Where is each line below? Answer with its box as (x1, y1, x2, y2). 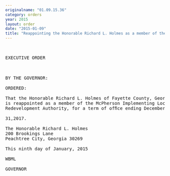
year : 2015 (5, 17, 28, 22)
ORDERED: (5, 85, 27, 91)
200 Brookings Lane (5, 131, 54, 137)
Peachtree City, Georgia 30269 (5, 136, 83, 142)
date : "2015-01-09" (5, 26, 47, 31)
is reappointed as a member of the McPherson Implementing (5, 101, 155, 106)
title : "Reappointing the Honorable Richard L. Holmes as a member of (5, 31, 157, 36)
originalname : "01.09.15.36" (5, 7, 67, 13)
